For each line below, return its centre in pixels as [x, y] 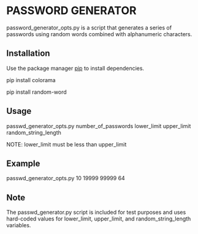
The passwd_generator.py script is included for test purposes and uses [96, 213]
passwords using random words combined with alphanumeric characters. [99, 34]
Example [23, 163]
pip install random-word [37, 92]
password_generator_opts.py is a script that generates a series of [89, 28]
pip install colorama [31, 80]
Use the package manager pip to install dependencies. [75, 68]
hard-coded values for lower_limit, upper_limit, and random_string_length [99, 219]
